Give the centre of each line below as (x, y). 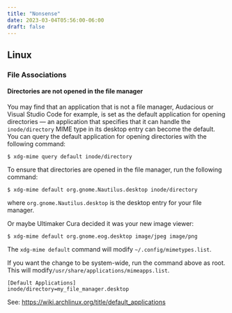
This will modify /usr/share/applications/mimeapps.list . (88, 270)
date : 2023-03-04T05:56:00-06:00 (56, 20)
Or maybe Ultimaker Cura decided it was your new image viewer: (100, 223)
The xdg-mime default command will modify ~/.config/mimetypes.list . (109, 249)
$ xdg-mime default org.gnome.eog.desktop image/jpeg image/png (102, 236)
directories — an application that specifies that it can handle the (99, 121)
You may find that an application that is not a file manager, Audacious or (110, 107)
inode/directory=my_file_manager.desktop (68, 289)
